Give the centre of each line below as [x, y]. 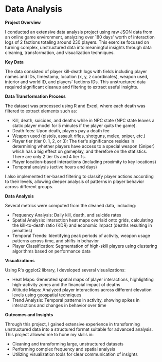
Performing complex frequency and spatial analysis [63, 349]
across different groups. [29, 186]
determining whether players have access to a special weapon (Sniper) [83, 146]
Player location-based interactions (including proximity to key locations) [84, 162]
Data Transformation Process [36, 96]
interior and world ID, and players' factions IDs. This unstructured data [75, 82]
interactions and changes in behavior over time [59, 305]
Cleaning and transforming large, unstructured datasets [68, 344]
